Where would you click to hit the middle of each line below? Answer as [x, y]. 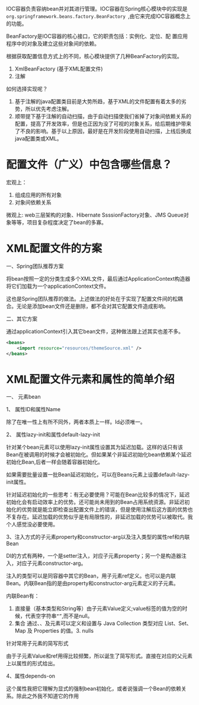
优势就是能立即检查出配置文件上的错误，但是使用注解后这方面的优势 [105, 510]
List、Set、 [178, 623]
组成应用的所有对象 [38, 195]
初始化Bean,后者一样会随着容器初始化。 [55, 462]
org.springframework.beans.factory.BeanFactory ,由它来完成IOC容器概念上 [99, 16]
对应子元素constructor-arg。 [51, 563]
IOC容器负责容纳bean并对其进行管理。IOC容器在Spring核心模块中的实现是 [97, 9]
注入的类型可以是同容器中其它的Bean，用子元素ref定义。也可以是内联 [91, 576]
